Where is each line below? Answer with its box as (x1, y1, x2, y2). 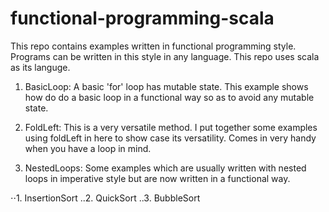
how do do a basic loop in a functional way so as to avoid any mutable (24, 91, 315, 103)
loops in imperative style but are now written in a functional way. (24, 172, 291, 184)
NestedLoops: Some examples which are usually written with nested (24, 162, 307, 174)
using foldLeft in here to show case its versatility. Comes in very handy (24, 132, 317, 144)
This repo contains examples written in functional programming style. (10, 40, 297, 52)
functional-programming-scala (10, 7, 275, 30)
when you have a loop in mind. (24, 142, 152, 154)
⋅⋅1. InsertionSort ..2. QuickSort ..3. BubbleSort (10, 192, 201, 204)
